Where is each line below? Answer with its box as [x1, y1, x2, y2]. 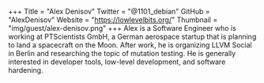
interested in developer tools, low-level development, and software [8, 57, 226, 66]
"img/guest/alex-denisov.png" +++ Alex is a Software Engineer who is [8, 24, 237, 32]
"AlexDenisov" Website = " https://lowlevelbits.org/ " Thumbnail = [8, 15, 218, 25]
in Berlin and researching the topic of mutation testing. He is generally [8, 49, 236, 58]
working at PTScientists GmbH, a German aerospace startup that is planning [8, 32, 257, 41]
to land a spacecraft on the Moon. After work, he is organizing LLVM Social [8, 40, 252, 50]
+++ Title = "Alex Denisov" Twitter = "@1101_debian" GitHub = [8, 7, 211, 16]
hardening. [8, 66, 43, 74]
